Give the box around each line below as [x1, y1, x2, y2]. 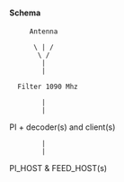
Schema [9, 7, 41, 18]
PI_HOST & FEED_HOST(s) [9, 163, 108, 174]
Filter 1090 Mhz [17, 82, 78, 92]
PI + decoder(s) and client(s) [9, 122, 116, 132]
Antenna [29, 27, 58, 36]
